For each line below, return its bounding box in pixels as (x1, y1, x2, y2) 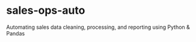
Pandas (6, 29, 25, 37)
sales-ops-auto (6, 4, 85, 17)
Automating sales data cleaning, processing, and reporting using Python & (6, 23, 191, 31)
